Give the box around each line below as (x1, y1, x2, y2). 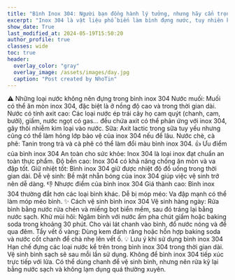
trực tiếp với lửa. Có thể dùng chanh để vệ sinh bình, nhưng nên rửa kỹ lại (7, 258, 219, 266)
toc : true (7, 50, 36, 57)
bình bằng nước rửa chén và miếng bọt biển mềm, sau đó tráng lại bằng (7, 205, 213, 213)
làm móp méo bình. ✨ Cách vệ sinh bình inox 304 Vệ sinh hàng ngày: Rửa (7, 197, 219, 206)
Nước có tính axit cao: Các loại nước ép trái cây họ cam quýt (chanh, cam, (7, 109, 220, 118)
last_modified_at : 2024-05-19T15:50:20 (7, 29, 124, 37)
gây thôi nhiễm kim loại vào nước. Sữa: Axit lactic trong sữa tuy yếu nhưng (7, 124, 221, 133)
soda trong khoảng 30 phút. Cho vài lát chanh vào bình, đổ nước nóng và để (7, 220, 227, 228)
